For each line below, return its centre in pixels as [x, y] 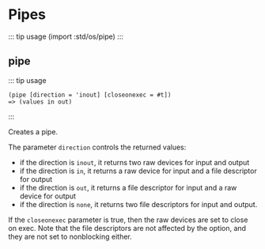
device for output [48, 196]
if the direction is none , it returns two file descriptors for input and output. [138, 204]
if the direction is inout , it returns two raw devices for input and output [134, 162]
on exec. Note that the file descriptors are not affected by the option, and [127, 228]
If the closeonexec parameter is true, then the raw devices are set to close [128, 220]
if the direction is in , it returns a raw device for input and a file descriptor [138, 171]
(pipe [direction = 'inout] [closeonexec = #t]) [90, 95]
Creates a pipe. [33, 131]
